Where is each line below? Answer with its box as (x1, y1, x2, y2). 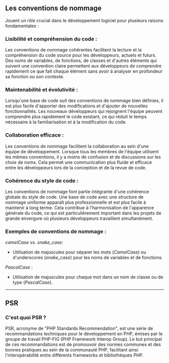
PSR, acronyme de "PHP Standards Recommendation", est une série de (5, 325, 153, 331)
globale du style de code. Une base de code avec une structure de (5, 194, 144, 200)
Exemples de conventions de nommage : (5, 228, 107, 235)
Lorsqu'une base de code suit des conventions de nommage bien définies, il (5, 98, 163, 104)
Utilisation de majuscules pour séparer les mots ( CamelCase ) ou (12, 249, 146, 255)
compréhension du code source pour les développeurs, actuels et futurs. (5, 52, 157, 58)
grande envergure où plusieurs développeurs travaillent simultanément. (5, 215, 153, 221)
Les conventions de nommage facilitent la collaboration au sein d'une (5, 143, 149, 149)
